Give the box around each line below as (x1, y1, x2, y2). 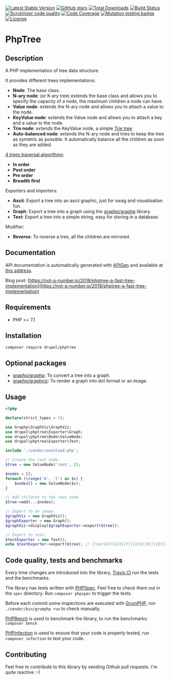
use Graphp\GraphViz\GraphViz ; (5, 424, 72, 429)
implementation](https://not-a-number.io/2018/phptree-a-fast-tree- (5, 283, 147, 289)
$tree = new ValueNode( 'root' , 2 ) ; (5, 462, 81, 467)
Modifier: (5, 224, 24, 230)
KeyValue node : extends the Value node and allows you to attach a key (12, 115, 162, 120)
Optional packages (5, 358, 67, 368)
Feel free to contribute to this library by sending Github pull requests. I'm (5, 664, 158, 670)
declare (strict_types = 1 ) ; (5, 415, 65, 420)
